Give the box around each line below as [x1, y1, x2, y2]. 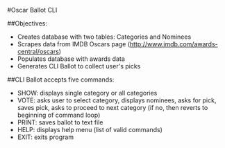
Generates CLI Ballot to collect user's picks [17, 62, 141, 70]
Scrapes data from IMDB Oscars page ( [17, 40, 131, 48]
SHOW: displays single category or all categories [17, 89, 158, 97]
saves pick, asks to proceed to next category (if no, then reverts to [17, 104, 208, 111]
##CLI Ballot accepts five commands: [7, 75, 115, 84]
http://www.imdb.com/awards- [129, 40, 218, 48]
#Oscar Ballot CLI [7, 6, 58, 14]
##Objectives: [7, 19, 47, 27]
